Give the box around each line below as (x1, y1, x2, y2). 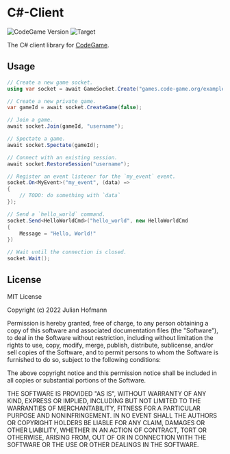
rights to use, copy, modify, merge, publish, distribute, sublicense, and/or (7, 341, 214, 349)
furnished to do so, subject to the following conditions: (7, 355, 161, 363)
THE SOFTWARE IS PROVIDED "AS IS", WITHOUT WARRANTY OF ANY (7, 389, 207, 398)
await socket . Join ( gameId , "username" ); (7, 123, 125, 130)
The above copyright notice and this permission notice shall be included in (7, 369, 217, 377)
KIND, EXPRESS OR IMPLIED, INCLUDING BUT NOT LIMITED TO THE (7, 396, 201, 405)
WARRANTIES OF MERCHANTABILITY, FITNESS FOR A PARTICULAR (7, 404, 201, 412)
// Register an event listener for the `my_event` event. (7, 173, 176, 180)
